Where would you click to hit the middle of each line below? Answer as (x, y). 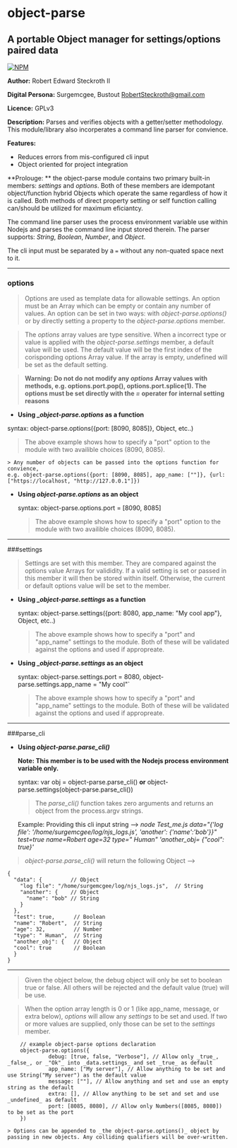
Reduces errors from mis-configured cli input (83, 157)
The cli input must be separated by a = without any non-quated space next (116, 250)
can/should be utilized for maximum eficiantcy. (75, 208)
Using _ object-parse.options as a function (81, 414)
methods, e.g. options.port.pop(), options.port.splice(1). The (115, 386)
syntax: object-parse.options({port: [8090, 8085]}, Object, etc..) (101, 429)
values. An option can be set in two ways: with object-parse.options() (126, 313)
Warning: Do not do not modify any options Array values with (116, 378)
